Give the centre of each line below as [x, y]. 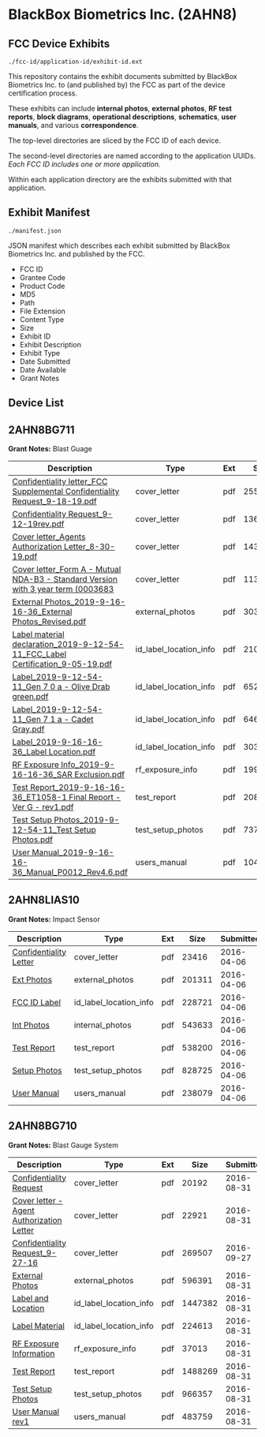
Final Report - [95, 797]
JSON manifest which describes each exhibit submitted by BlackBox [119, 245]
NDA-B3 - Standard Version [65, 579]
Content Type [42, 319]
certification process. [43, 93]
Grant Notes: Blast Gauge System [63, 1145]
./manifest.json [35, 230]
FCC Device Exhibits [59, 44]
